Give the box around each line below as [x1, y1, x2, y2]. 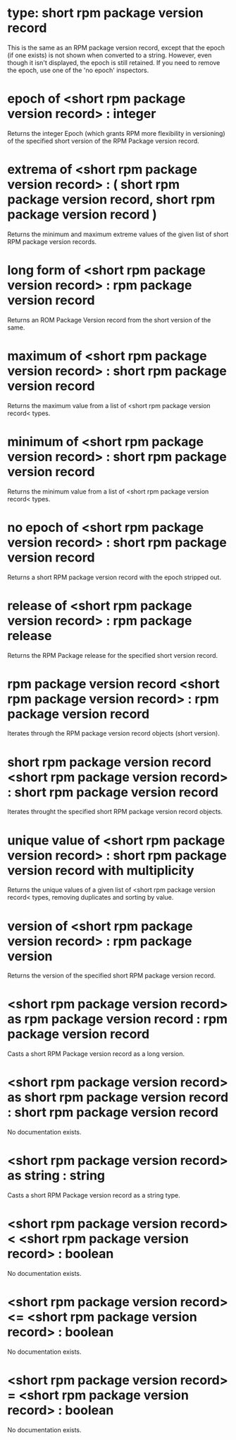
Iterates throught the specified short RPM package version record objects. [7, 808, 223, 816]
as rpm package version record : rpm [7, 1011, 228, 1027]
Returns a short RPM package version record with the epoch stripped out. [7, 573, 222, 581]
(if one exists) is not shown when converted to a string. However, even [7, 51, 212, 59]
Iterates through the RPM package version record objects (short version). [7, 729, 220, 738]
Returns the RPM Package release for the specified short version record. [7, 651, 218, 659]
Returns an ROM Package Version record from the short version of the [7, 315, 211, 324]
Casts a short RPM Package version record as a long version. [7, 1050, 185, 1058]
